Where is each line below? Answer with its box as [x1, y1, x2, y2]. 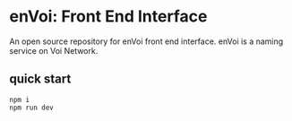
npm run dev [9, 103, 54, 112]
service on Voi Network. [9, 45, 99, 56]
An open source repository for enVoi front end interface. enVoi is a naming [9, 36, 284, 47]
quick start [9, 72, 72, 87]
